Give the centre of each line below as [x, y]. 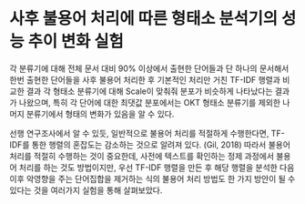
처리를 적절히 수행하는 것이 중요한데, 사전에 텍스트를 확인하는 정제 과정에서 [142, 156]
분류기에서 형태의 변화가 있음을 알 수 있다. [100, 114]
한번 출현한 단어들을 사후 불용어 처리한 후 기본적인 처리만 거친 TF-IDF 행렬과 [145, 79]
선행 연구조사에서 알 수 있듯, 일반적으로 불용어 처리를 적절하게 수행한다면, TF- [147, 133]
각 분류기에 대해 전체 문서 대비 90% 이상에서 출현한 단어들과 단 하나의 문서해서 [149, 68]
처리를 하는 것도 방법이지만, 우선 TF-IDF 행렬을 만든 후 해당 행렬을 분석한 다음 [157, 167]
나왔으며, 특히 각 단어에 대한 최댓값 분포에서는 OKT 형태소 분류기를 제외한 [149, 102]
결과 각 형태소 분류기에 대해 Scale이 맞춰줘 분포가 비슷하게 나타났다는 [149, 91]
